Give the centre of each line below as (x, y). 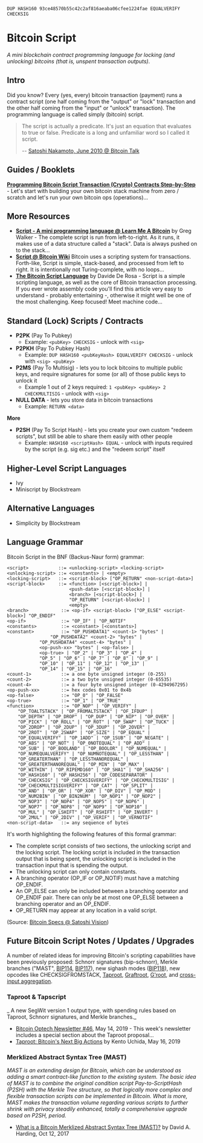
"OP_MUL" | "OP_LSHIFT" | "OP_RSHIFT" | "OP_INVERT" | (88, 812)
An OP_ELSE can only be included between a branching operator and (102, 891)
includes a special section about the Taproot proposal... (85, 1035)
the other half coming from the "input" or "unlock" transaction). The (91, 108)
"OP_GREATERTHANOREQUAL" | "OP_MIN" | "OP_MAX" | (82, 764)
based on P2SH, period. (37, 1116)
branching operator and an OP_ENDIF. (63, 903)
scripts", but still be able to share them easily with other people (94, 436)
